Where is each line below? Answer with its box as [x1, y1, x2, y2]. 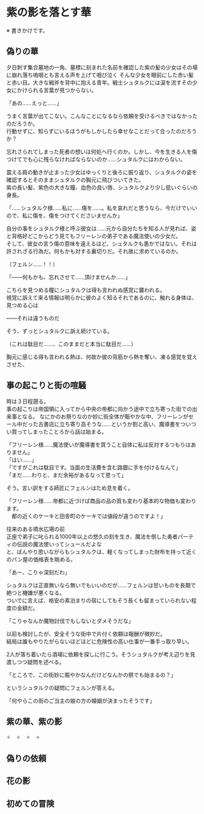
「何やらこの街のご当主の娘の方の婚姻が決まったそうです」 [6, 697, 155, 704]
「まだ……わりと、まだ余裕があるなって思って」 [6, 471, 127, 478]
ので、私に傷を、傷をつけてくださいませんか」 [6, 212, 123, 219]
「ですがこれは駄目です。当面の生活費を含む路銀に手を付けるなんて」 [6, 463, 181, 471]
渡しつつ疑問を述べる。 [6, 658, 65, 666]
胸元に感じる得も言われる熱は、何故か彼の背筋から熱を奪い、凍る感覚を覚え [6, 353, 198, 360]
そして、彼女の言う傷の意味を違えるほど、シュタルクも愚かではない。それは [6, 240, 197, 247]
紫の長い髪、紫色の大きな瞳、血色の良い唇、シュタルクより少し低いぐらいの [6, 184, 198, 191]
